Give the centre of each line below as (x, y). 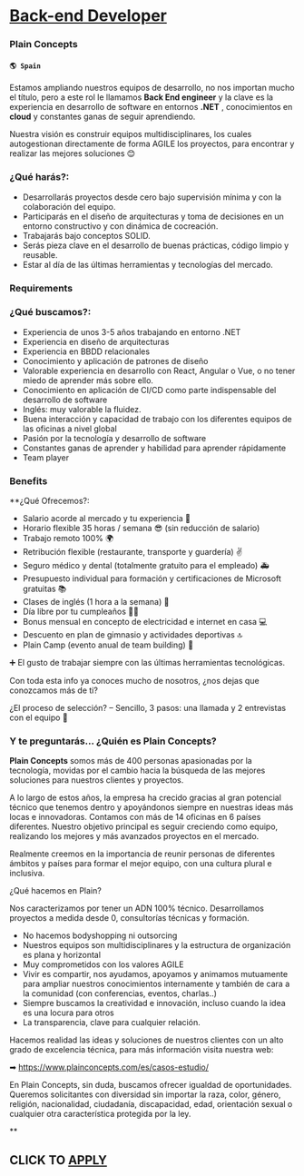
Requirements (41, 288)
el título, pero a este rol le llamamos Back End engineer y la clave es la (142, 97)
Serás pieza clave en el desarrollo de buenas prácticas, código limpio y (156, 245)
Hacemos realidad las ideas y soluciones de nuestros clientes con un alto (147, 1040)
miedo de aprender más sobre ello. (88, 380)
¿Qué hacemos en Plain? (55, 891)
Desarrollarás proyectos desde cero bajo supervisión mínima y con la (152, 197)
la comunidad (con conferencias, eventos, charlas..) (120, 993)
